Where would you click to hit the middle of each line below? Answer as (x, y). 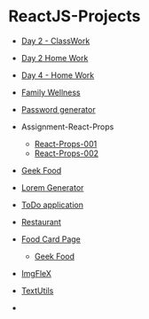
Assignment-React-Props (67, 127)
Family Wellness (51, 92)
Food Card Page (51, 239)
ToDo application (52, 205)
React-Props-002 (67, 153)
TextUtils (37, 291)
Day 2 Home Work (55, 58)
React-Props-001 (66, 144)
